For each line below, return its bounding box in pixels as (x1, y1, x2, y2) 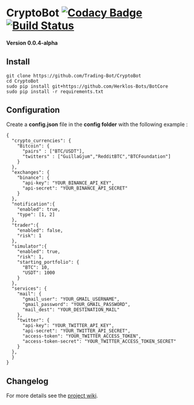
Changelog (6, 376, 49, 386)
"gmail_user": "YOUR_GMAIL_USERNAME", (22, 296, 120, 302)
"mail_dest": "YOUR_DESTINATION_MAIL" (22, 307, 120, 313)
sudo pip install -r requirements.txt (6, 88, 104, 95)
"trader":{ (11, 222, 39, 229)
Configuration (6, 104, 60, 115)
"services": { (11, 285, 47, 292)
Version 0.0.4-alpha (6, 39, 58, 46)
